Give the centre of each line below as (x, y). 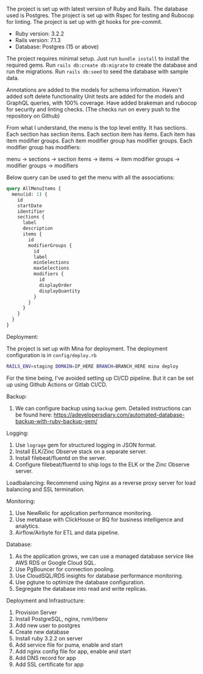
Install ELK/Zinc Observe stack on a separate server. (81, 451)
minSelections (51, 262)
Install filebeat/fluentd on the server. (61, 457)
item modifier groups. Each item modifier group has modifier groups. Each (99, 141)
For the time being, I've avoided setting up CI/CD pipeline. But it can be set (100, 378)
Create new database (42, 632)
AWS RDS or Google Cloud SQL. (55, 563)
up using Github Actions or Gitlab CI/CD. (57, 384)
